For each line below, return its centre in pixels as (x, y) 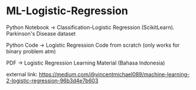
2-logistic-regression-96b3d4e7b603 (52, 81)
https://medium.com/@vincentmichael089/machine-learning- (114, 74)
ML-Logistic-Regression (67, 11)
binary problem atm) (31, 51)
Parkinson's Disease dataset (41, 33)
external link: (22, 74)
